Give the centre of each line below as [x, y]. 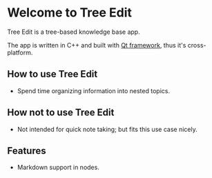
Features [27, 151]
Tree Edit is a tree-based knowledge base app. [74, 32]
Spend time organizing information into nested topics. [94, 90]
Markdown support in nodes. [58, 168]
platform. [20, 52]
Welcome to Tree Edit [70, 13]
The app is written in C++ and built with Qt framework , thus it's [97, 45]
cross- [197, 45]
